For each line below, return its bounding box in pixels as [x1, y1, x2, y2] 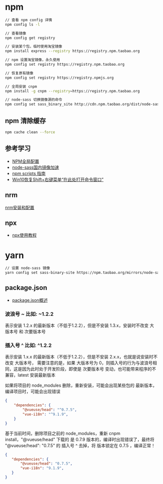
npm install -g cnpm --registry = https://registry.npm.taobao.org [5, 89, 140, 93]
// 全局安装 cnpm [5, 84, 37, 89]
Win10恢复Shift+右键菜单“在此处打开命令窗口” [12, 177, 104, 182]
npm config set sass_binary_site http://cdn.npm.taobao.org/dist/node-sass [5, 102, 162, 107]
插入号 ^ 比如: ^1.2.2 [5, 342, 52, 349]
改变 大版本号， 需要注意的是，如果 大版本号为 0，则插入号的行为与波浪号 [5, 360, 153, 366]
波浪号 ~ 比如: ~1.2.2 [5, 310, 54, 317]
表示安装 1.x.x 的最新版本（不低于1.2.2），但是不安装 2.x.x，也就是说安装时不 [5, 354, 158, 360]
